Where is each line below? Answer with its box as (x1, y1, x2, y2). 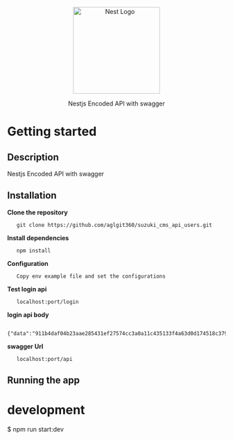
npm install (16, 247, 51, 254)
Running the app (7, 375, 80, 387)
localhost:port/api (16, 355, 73, 362)
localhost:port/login (16, 298, 79, 305)
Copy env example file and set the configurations (16, 273, 166, 280)
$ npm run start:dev (7, 425, 64, 434)
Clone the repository (7, 208, 68, 217)
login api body (7, 310, 49, 319)
